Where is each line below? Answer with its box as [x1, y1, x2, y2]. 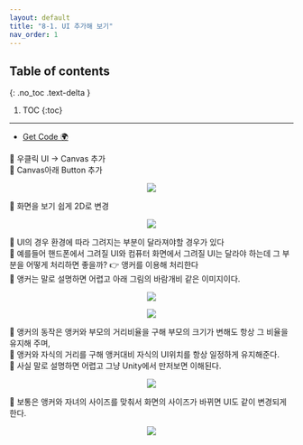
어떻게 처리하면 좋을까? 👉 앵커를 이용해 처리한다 [25, 259, 199, 271]
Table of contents [9, 63, 110, 79]
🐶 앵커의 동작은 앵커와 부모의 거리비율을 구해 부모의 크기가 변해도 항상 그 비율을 [9, 327, 289, 338]
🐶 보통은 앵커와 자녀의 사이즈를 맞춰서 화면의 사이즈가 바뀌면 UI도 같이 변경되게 [9, 396, 287, 407]
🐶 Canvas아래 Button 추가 [9, 164, 103, 176]
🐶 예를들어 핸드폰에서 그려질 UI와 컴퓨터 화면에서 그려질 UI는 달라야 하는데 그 [9, 248, 281, 259]
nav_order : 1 [9, 30, 59, 39]
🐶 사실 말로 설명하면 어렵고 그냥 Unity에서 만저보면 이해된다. [9, 360, 222, 371]
